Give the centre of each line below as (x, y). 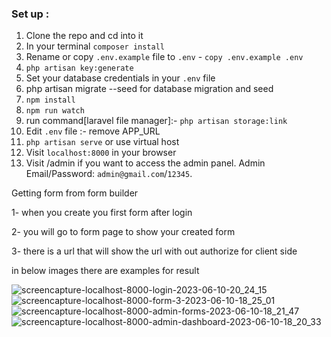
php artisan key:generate (79, 68)
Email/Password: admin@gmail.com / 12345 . (109, 174)
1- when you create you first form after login (102, 213)
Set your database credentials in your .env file (120, 78)
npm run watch (55, 111)
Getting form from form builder (75, 193)
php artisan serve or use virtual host (102, 142)
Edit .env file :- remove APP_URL (93, 131)
